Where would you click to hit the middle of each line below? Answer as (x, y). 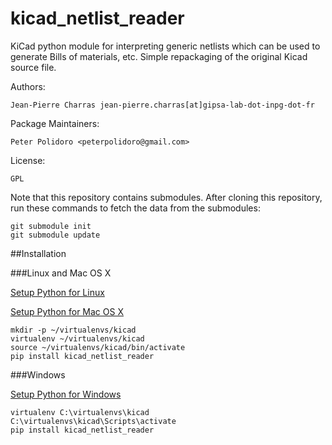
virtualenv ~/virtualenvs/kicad (77, 338)
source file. (33, 67)
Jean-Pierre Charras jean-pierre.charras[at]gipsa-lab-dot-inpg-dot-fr (162, 105)
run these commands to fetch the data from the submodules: (135, 208)
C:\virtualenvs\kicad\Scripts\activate (93, 421)
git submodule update (55, 235)
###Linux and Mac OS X (61, 273)
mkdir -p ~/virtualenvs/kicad (73, 330)
